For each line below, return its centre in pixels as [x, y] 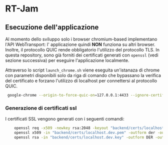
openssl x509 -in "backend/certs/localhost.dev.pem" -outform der [85, 133]
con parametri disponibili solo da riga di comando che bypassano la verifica [83, 75]
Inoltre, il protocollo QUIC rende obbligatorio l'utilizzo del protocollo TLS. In [82, 50]
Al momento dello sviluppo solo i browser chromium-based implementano [81, 39]
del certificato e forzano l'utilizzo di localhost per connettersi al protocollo [81, 81]
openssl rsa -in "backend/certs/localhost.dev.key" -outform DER [84, 137]
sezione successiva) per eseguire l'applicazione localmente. [67, 60]
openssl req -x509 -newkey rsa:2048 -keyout [61, 128]
